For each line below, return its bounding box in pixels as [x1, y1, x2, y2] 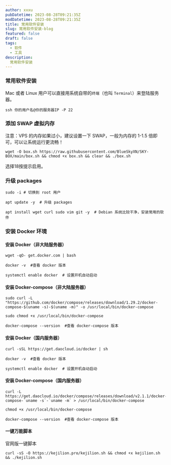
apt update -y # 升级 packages [5, 200, 72, 205]
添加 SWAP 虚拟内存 [5, 120, 55, 127]
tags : [5, 41, 17, 46]
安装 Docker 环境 [5, 228, 47, 235]
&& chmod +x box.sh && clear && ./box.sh [41, 153, 131, 158]
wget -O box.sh [5, 149, 38, 154]
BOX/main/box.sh [5, 153, 40, 158]
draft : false [5, 36, 33, 41]
